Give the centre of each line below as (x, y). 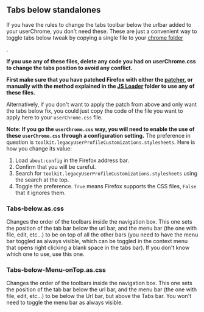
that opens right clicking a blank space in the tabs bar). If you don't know (98, 248)
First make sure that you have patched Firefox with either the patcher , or (100, 79)
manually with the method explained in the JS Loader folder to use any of (100, 86)
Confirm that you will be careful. (55, 166)
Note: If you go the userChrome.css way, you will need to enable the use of (100, 129)
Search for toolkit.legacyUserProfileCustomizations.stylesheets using (106, 173)
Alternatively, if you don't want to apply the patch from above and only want (101, 104)
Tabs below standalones (54, 10)
